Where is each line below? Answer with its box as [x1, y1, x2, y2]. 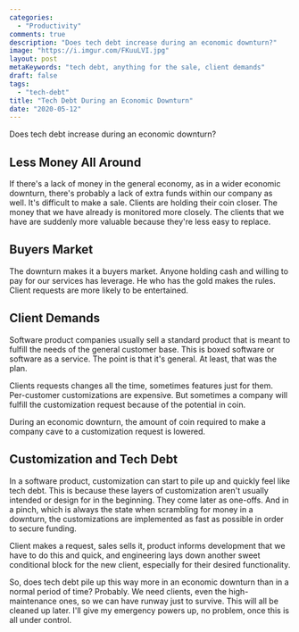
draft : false [9, 71, 58, 80]
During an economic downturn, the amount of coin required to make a [9, 416, 266, 427]
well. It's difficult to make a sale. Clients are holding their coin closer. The [9, 197, 278, 208]
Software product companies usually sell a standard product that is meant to [9, 334, 291, 345]
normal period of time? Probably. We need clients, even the [9, 586, 228, 596]
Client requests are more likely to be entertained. [9, 285, 189, 295]
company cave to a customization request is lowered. [9, 426, 206, 437]
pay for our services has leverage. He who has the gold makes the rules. [9, 275, 276, 286]
